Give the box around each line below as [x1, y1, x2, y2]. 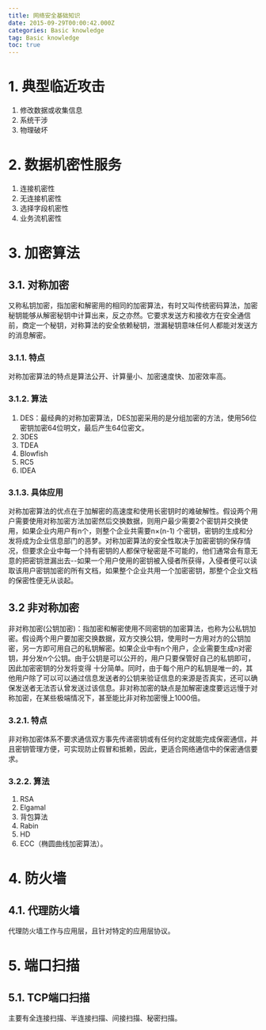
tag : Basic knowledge [8, 33, 80, 42]
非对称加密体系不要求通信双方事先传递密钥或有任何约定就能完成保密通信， [8, 734, 251, 744]
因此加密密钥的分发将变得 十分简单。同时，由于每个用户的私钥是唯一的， [8, 663, 246, 672]
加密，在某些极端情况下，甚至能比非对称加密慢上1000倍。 [14, 693, 205, 703]
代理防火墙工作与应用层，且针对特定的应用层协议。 [8, 926, 175, 936]
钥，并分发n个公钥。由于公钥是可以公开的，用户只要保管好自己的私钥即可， [8, 653, 256, 663]
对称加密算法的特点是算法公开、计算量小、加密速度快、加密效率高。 [8, 372, 230, 381]
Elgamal [19, 802, 46, 813]
